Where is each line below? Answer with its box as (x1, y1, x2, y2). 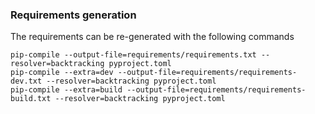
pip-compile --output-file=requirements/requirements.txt (10, 50, 257, 60)
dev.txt (10, 76, 43, 87)
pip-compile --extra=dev (10, 68, 114, 78)
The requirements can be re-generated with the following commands (10, 31, 295, 43)
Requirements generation (10, 8, 137, 22)
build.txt (10, 94, 52, 104)
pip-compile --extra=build (10, 85, 123, 95)
